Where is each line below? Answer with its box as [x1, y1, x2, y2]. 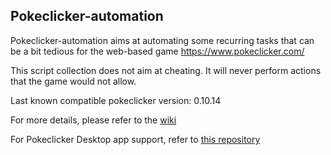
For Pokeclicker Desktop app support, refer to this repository [10, 133, 261, 145]
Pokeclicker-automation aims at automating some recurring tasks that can [10, 34, 315, 46]
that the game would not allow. [10, 75, 137, 87]
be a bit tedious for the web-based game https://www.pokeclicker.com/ [10, 45, 305, 57]
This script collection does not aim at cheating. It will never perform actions [10, 64, 322, 76]
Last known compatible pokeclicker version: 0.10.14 [10, 94, 222, 106]
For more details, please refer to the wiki [10, 114, 177, 126]
